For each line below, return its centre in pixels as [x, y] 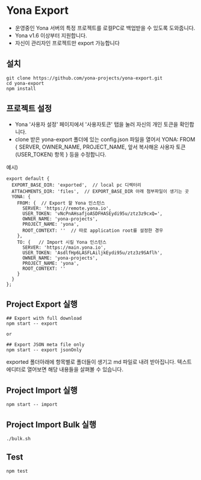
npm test [17, 471]
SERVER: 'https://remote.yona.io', [67, 208]
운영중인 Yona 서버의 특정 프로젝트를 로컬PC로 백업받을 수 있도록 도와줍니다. [105, 28]
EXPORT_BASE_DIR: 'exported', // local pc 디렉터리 [76, 185]
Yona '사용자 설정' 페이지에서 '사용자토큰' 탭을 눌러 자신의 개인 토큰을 [97, 124]
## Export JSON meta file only [45, 345]
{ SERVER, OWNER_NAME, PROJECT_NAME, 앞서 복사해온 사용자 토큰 [100, 147]
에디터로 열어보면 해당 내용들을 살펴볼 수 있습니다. [65, 369]
